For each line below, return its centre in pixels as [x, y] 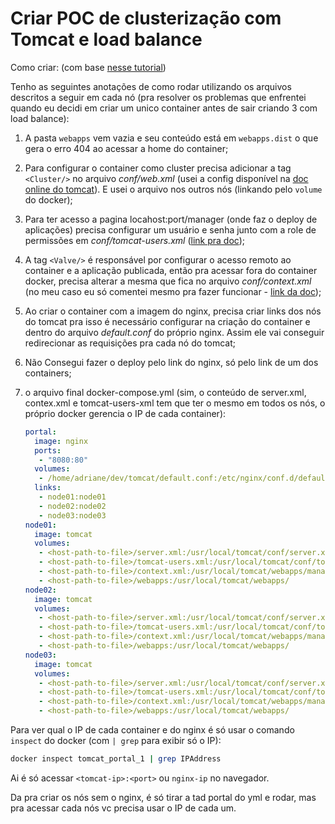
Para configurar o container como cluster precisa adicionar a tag [158, 168]
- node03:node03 [72, 515]
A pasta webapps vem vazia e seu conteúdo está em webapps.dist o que [171, 138]
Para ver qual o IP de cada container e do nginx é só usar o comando [152, 730]
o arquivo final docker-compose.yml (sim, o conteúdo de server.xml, [165, 392]
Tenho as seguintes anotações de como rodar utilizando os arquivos [151, 86]
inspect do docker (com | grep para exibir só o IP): [116, 741]
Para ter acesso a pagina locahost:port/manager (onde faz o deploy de [171, 219]
